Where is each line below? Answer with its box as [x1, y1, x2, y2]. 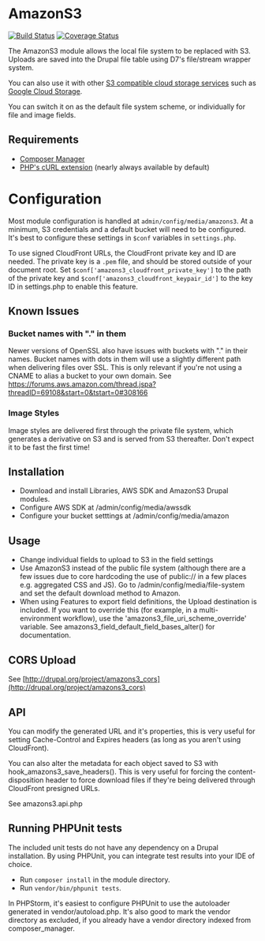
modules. [19, 495, 50, 504]
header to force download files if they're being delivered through [45, 775, 256, 785]
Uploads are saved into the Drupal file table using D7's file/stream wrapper [8, 54, 251, 64]
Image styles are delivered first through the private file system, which [8, 425, 234, 435]
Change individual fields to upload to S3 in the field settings [19, 555, 214, 565]
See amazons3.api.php [8, 798, 83, 808]
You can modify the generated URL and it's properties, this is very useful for [8, 726, 256, 736]
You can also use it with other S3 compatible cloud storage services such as [8, 78, 256, 88]
